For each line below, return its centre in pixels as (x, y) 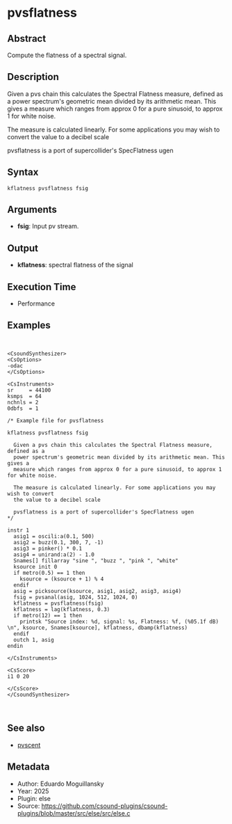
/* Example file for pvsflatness (56, 420)
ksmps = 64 (24, 396)
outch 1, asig (34, 640)
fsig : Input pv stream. (48, 226)
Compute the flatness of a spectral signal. (67, 55)
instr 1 (18, 530)
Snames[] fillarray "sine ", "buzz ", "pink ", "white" (96, 561)
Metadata (28, 767)
